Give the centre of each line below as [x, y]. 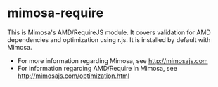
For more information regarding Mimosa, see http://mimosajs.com [113, 60]
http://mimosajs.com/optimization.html [73, 76]
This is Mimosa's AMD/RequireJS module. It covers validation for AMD [109, 32]
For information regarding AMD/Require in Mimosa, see [97, 68]
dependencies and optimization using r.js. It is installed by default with [109, 39]
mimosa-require [56, 13]
